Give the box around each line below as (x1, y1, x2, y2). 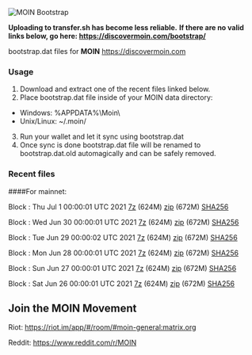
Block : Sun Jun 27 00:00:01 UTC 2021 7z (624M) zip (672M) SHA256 (8, 263, 237, 273)
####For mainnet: (8, 186, 67, 196)
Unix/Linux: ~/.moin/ (19, 116, 87, 126)
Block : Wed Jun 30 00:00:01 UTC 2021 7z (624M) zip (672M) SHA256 (8, 217, 239, 227)
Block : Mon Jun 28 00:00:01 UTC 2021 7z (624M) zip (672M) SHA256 (8, 248, 239, 258)
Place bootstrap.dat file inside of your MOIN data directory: (19, 93, 213, 102)
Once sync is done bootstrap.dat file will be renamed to (19, 140, 201, 150)
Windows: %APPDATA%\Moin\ (19, 108, 120, 118)
